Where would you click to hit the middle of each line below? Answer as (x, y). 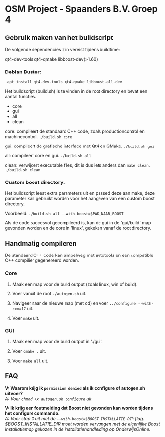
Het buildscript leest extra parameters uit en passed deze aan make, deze (80, 193)
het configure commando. (33, 413)
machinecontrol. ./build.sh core (39, 137)
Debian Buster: (23, 72)
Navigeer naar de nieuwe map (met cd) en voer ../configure (74, 303)
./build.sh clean (23, 170)
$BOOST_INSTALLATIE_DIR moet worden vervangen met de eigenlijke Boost (82, 424)
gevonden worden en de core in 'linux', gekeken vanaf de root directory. (78, 228)
